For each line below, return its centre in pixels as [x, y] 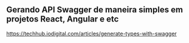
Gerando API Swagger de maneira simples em [95, 10]
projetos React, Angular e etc [63, 19]
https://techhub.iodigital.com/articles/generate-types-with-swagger [92, 33]
